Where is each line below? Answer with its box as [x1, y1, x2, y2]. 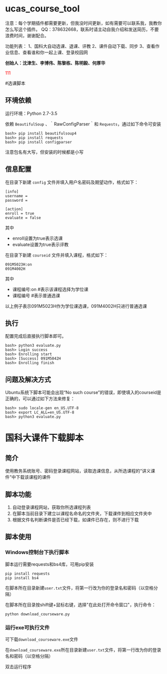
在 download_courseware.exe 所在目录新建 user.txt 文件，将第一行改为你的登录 [5, 647, 162, 653]
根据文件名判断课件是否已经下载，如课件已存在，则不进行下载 [12, 517, 139, 523]
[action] [5, 206, 23, 212]
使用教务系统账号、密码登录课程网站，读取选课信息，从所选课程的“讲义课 [5, 468, 156, 474]
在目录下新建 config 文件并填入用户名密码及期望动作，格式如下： [5, 179, 139, 185]
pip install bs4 [5, 575, 39, 580]
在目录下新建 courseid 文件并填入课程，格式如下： [5, 252, 108, 258]
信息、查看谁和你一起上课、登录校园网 [9, 49, 88, 55]
